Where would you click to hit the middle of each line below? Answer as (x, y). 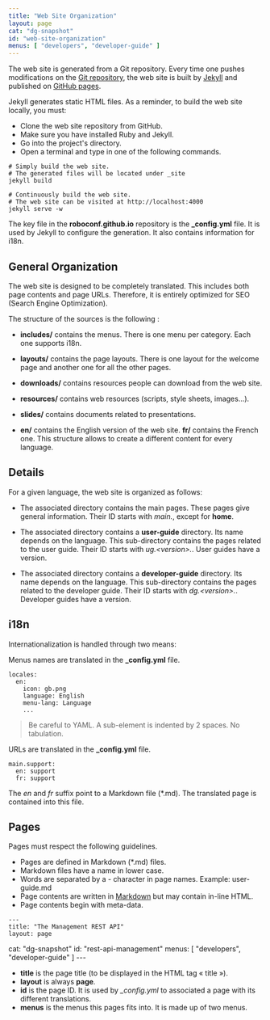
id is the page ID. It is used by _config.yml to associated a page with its (138, 990)
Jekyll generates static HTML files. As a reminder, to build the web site (126, 102)
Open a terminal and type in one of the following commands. (120, 152)
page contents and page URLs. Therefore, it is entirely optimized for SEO (129, 294)
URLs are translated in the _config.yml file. (80, 749)
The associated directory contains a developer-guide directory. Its (131, 573)
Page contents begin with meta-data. (81, 905)
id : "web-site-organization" (57, 38)
